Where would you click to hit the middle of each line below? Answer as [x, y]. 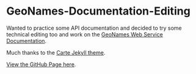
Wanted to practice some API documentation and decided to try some [94, 28]
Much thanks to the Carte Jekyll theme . [56, 52]
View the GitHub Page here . [41, 64]
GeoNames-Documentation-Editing [98, 11]
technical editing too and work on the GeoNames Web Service [85, 34]
